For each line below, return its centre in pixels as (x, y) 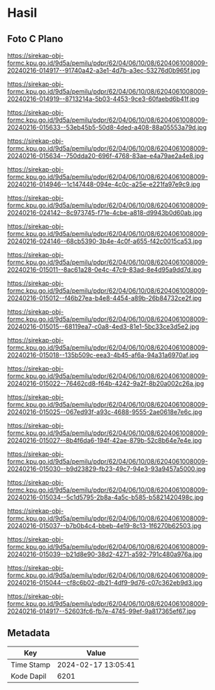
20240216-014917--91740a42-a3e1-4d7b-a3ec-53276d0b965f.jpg (104, 70)
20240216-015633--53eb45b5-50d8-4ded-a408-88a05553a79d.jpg (107, 127)
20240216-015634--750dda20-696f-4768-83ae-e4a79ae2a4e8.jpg (106, 156)
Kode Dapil (29, 676)
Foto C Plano (35, 39)
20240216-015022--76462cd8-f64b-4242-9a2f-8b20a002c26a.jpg (106, 384)
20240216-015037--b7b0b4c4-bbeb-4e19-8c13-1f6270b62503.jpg (104, 526)
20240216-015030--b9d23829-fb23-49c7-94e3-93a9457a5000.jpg (106, 469)
